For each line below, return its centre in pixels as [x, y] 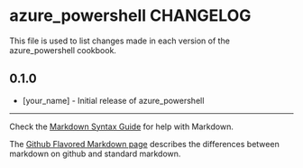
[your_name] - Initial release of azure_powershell [113, 100]
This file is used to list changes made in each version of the [119, 41]
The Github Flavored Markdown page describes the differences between [144, 144]
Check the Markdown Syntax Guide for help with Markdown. [122, 126]
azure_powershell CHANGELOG [130, 16]
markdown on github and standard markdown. [95, 154]
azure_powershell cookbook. [63, 50]
